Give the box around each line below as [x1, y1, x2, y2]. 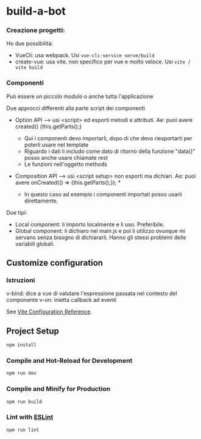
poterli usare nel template [24, 141, 89, 148]
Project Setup [6, 326, 60, 336]
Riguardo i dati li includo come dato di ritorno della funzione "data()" [24, 148, 196, 155]
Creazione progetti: [6, 26, 65, 35]
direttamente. [24, 197, 58, 204]
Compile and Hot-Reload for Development [6, 357, 133, 365]
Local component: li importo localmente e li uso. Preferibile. [15, 221, 164, 228]
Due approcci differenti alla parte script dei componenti [6, 104, 145, 112]
